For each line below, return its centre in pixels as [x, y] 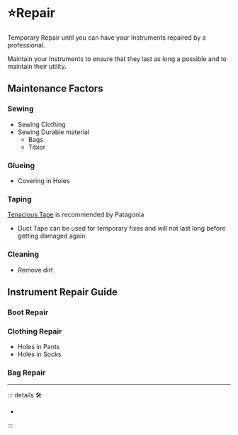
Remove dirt [35, 270]
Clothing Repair [35, 331]
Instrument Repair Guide [63, 292]
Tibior [37, 147]
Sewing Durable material [53, 132]
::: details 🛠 [25, 395]
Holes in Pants [39, 347]
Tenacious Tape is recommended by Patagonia [76, 215]
